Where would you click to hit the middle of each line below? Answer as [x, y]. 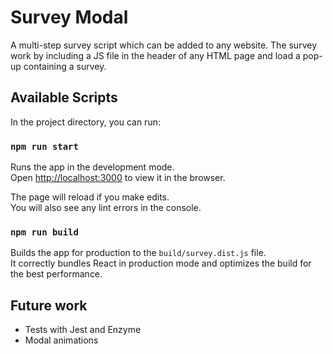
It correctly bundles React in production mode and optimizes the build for [161, 263]
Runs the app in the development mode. [92, 167]
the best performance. [56, 274]
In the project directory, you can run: [85, 122]
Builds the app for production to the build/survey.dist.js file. [138, 253]
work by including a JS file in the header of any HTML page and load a [155, 55]
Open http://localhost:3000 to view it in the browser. [118, 178]
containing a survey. [65, 66]
